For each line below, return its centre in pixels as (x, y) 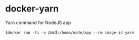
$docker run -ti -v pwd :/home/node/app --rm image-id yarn (70, 32)
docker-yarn (32, 9)
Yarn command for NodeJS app (38, 22)
